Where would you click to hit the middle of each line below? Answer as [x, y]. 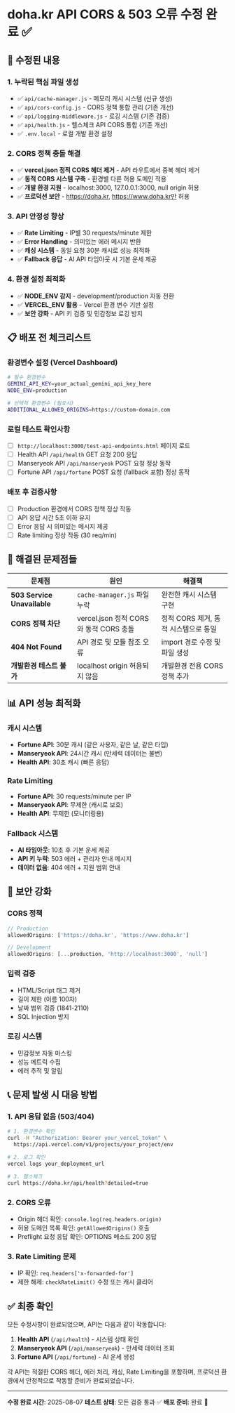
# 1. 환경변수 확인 [31, 1131]
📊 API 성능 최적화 [44, 703]
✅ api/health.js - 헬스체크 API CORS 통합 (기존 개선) [92, 124]
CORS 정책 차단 [36, 624]
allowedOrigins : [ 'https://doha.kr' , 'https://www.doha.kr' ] [98, 935]
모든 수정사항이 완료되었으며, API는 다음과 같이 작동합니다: [87, 1325]
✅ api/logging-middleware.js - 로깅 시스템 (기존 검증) [93, 116]
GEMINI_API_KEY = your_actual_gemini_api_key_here [79, 384]
